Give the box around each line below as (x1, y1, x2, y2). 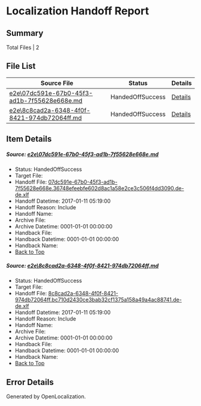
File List (6, 61, 36, 71)
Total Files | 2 (6, 44, 39, 51)
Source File (40, 79, 74, 87)
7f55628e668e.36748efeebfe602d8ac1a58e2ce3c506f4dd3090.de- (14, 185, 184, 192)
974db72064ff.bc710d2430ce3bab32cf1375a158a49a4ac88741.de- (14, 296, 182, 303)
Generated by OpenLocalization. (6, 393, 86, 400)
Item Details (6, 134, 52, 144)
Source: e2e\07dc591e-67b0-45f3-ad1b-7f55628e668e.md (6, 151, 159, 158)
